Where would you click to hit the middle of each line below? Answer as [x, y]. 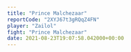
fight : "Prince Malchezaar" [47, 32]
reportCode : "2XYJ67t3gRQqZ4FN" [53, 20]
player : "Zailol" [32, 26]
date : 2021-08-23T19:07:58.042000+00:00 [66, 38]
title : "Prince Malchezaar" [47, 13]
